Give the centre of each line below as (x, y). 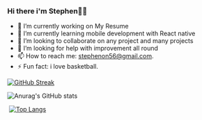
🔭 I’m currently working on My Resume (73, 26)
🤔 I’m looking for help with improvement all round (88, 49)
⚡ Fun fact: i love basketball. (58, 67)
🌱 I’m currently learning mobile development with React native (106, 33)
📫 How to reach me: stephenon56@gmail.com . (86, 56)
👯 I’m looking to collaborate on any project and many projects (105, 41)
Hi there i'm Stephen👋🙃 (47, 11)
